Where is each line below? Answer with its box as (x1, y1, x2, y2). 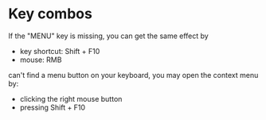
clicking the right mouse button (19, 94, 123, 103)
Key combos (8, 5, 93, 23)
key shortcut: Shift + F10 (19, 46, 100, 56)
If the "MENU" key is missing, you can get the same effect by (8, 31, 209, 41)
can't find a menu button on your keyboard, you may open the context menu (8, 70, 259, 79)
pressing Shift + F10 (19, 103, 86, 112)
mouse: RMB (19, 55, 62, 64)
